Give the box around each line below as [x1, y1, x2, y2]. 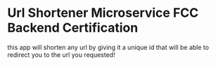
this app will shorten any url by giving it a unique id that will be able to [7, 43, 210, 51]
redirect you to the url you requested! [7, 51, 115, 59]
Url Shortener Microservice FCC [7, 5, 199, 21]
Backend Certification [7, 20, 139, 36]
